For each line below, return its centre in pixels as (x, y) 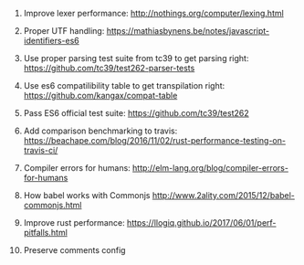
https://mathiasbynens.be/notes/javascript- (188, 31)
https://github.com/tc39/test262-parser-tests (109, 68)
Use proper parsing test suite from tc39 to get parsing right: (136, 58)
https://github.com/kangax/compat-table (100, 95)
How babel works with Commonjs (87, 195)
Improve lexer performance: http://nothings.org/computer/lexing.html (153, 13)
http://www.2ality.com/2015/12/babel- (224, 195)
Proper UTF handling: (64, 31)
